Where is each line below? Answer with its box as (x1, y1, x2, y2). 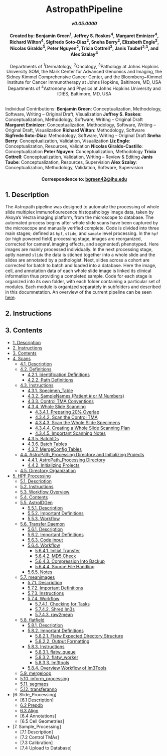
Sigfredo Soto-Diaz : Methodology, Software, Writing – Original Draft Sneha (5, 132, 161, 139)
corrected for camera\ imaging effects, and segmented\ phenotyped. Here (5, 241, 159, 247)
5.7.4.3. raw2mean (35, 611, 73, 617)
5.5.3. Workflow (27, 516, 60, 522)
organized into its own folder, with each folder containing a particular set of (5, 279, 160, 285)
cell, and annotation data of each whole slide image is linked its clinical (5, 268, 151, 274)
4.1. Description (20, 360, 52, 367)
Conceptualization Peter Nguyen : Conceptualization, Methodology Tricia (5, 148, 156, 154)
